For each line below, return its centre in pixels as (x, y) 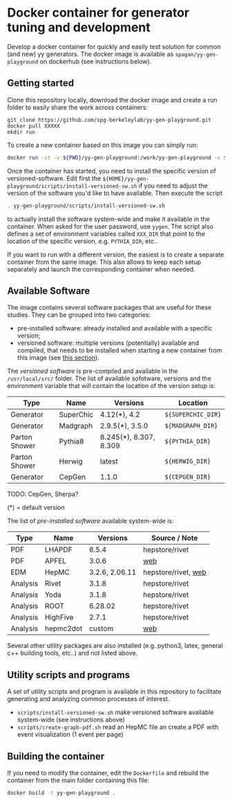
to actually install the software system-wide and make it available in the (109, 219)
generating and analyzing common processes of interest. (88, 699)
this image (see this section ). (58, 358)
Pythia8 (71, 441)
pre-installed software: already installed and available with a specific (115, 328)
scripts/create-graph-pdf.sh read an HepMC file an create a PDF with (118, 727)
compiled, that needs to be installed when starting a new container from (119, 351)
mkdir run (21, 132)
